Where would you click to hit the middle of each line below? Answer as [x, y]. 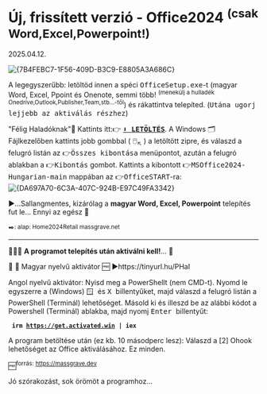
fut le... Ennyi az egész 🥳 [49, 211]
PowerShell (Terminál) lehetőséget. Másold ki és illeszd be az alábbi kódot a [132, 303]
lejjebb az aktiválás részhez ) [68, 113]
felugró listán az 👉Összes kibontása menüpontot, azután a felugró [122, 153]
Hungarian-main [38, 177]
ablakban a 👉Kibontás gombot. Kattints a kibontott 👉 [100, 164]
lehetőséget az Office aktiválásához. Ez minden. [87, 349]
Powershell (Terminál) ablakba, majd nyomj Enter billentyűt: [108, 311]
